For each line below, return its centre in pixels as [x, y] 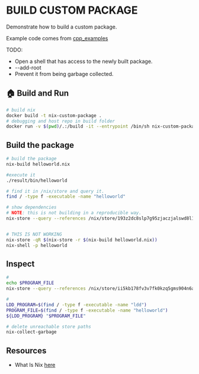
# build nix [21, 110]
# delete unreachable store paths [49, 327]
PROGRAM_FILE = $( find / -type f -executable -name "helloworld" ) [87, 310]
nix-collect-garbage [32, 332]
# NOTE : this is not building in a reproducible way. [74, 213]
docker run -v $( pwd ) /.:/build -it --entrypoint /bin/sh [78, 126]
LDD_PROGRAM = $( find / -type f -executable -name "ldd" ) [76, 305]
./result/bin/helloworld [37, 180]
